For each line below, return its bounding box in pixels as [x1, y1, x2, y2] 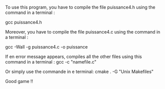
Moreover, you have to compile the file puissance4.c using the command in [5, 29, 160, 34]
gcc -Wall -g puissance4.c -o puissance [5, 44, 88, 49]
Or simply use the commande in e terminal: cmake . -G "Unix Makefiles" [5, 68, 154, 74]
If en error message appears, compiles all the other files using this [5, 53, 142, 59]
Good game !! [5, 78, 34, 84]
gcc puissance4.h [5, 19, 42, 25]
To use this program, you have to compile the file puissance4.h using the [5, 4, 155, 10]
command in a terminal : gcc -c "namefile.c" [5, 59, 97, 64]
